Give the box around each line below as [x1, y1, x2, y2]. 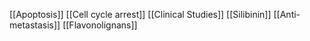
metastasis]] [9, 19, 61, 31]
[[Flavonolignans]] [62, 19, 138, 31]
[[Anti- [273, 9, 301, 20]
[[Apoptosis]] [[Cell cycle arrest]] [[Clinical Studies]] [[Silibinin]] [9, 9, 272, 20]
